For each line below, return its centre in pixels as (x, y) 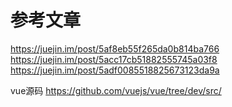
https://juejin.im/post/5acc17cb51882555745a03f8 (114, 59)
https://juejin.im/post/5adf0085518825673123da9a (115, 70)
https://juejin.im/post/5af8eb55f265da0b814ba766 (115, 48)
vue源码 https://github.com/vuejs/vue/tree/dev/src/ (116, 90)
